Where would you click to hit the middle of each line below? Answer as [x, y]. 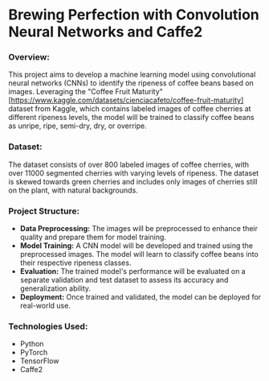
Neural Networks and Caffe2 [106, 32]
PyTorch [34, 353]
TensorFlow [39, 361]
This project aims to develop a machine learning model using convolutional [132, 75]
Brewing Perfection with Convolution [134, 15]
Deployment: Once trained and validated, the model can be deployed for [141, 297]
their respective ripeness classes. [75, 263]
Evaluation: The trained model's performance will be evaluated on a [133, 271]
